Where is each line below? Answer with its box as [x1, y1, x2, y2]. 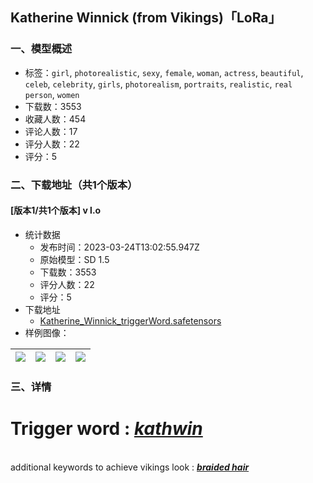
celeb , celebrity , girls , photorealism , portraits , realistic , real [24, 78, 293, 90]
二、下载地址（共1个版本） [10, 178, 138, 192]
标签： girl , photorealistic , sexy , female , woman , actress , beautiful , [24, 66, 304, 78]
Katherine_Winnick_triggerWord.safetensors [39, 314, 222, 327]
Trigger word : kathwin [10, 417, 203, 440]
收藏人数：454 [24, 113, 87, 125]
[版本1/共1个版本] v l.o [10, 204, 102, 217]
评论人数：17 [24, 125, 78, 137]
